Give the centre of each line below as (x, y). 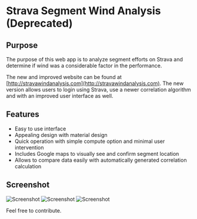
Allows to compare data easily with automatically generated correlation (101, 160)
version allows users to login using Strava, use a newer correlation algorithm (98, 89)
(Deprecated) (39, 23)
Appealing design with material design (61, 135)
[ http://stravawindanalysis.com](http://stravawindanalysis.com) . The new (95, 83)
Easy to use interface (40, 129)
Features (23, 114)
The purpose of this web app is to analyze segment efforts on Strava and (95, 59)
